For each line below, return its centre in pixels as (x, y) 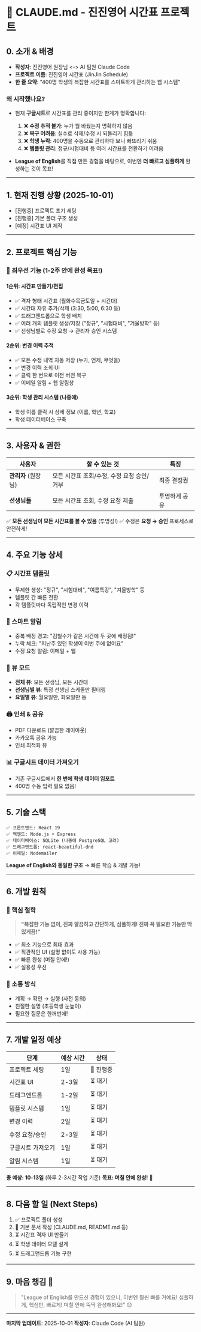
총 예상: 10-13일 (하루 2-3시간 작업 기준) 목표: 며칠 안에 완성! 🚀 (80, 1178)
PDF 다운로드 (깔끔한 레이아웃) (51, 730)
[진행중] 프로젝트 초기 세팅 (45, 211)
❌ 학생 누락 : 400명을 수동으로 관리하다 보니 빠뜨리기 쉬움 (90, 141)
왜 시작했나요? (26, 98)
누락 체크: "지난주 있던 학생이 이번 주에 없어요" (69, 643)
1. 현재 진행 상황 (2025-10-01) (60, 195)
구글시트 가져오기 (32, 1148)
